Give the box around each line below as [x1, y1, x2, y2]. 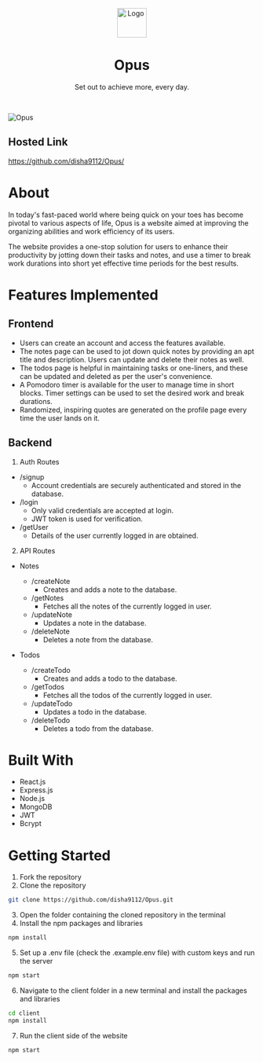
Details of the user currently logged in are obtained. [31, 531, 199, 540]
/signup [19, 472, 45, 482]
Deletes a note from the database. [42, 634, 154, 644]
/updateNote [31, 609, 73, 619]
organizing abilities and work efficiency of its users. [8, 226, 175, 236]
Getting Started [8, 847, 111, 864]
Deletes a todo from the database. [42, 723, 154, 733]
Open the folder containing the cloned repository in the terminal [19, 910, 226, 920]
